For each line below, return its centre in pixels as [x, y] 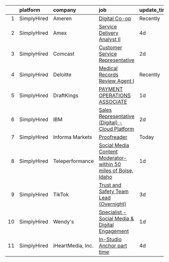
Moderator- [113, 158]
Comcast [64, 54]
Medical [108, 68]
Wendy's [64, 222]
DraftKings [66, 95]
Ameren [62, 18]
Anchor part [113, 246]
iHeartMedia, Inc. [73, 246]
